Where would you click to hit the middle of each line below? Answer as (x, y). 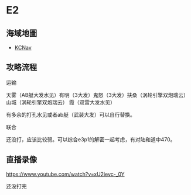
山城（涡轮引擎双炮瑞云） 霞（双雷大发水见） (61, 102)
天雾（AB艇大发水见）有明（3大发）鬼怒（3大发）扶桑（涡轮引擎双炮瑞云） (98, 95)
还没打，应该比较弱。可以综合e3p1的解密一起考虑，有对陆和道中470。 (91, 139)
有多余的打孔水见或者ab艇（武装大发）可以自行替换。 (71, 114)
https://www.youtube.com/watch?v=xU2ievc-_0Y (65, 174)
